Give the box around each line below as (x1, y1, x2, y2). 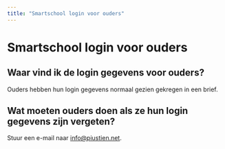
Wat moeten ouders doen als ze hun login (7, 105, 189, 117)
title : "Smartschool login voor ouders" (7, 10, 125, 17)
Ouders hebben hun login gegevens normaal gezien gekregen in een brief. (7, 85, 218, 93)
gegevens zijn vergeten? (7, 116, 116, 128)
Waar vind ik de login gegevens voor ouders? (7, 67, 205, 79)
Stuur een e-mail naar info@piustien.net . (7, 134, 122, 142)
